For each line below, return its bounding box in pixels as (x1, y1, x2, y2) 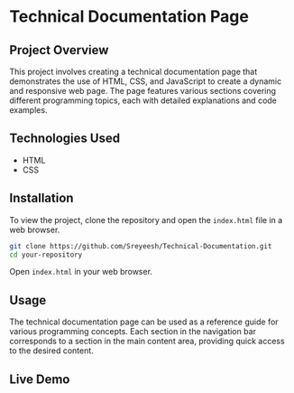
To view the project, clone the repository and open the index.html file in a (9, 214, 283, 225)
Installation (9, 191, 74, 206)
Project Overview (9, 42, 109, 58)
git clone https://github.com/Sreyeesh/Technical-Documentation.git (9, 241, 272, 250)
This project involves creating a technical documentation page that (9, 66, 258, 77)
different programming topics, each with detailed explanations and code (9, 95, 278, 106)
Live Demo (9, 371, 70, 387)
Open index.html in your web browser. (9, 267, 153, 277)
